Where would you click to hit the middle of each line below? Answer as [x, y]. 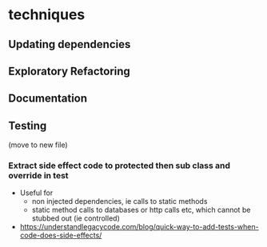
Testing [28, 125]
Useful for [36, 193]
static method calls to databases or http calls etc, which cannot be [141, 210]
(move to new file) [38, 145]
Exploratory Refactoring [69, 71]
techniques [47, 15]
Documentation [48, 99]
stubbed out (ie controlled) [76, 218]
